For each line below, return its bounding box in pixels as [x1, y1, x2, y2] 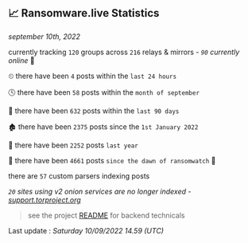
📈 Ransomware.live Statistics [8, 6, 160, 20]
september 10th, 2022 [8, 31, 81, 41]
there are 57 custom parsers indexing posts [8, 170, 150, 181]
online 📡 [8, 55, 35, 65]
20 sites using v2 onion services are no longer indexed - [8, 186, 192, 196]
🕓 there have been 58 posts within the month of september [8, 87, 200, 97]
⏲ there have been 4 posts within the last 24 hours [8, 71, 177, 80]
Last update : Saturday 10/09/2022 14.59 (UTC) [8, 225, 165, 235]
